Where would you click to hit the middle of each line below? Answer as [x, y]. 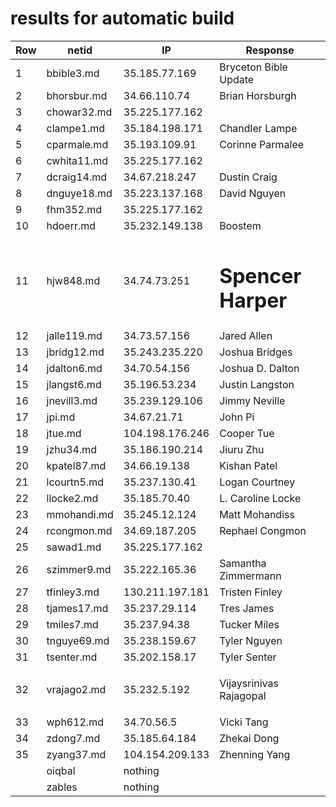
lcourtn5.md [75, 482]
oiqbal [61, 771]
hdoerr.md [71, 225]
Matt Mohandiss [257, 515]
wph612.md [75, 722]
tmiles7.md [72, 625]
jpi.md [61, 417]
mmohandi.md [80, 515]
